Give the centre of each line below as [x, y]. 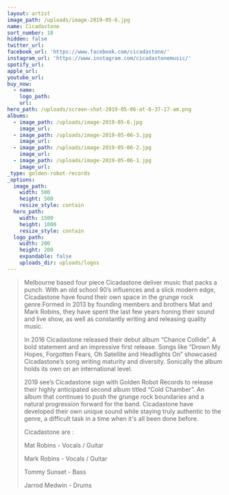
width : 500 [35, 192]
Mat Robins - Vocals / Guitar [64, 445]
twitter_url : [26, 45]
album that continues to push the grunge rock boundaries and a [114, 397]
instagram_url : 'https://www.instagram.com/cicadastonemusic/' [99, 58]
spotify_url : [26, 65]
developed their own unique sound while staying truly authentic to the [122, 411]
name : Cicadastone [33, 26]
